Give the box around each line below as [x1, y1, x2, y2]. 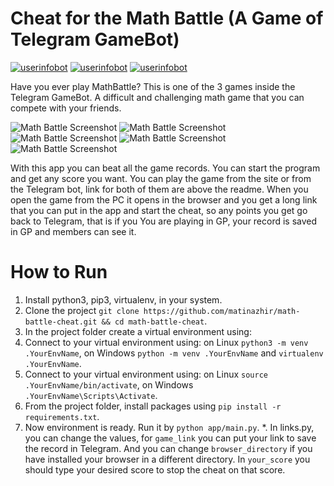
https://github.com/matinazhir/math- [143, 306, 301, 316]
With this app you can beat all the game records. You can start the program [10, 162, 321, 174]
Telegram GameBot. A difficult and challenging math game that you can [10, 91, 305, 103]
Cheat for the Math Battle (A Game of [10, 7, 324, 30]
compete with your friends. [10, 102, 122, 114]
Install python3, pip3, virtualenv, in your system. [24, 293, 223, 306]
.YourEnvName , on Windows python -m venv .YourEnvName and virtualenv [24, 347, 324, 359]
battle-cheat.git [24, 317, 98, 327]
